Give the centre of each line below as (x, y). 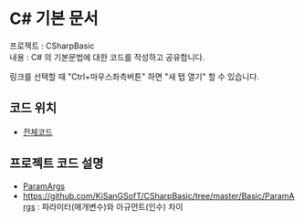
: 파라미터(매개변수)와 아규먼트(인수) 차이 (110, 206)
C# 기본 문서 (54, 19)
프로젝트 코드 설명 (57, 164)
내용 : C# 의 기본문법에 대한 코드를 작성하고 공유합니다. (107, 57)
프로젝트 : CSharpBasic (52, 46)
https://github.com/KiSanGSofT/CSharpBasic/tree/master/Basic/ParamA (158, 195)
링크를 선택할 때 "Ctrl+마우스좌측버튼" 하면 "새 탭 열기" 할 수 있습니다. (135, 76)
